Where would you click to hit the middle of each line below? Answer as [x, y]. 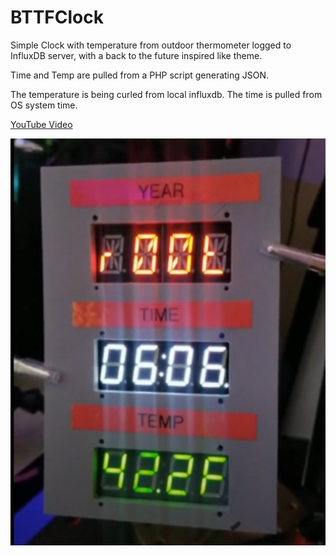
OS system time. [44, 105]
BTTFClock [57, 17]
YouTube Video [41, 124]
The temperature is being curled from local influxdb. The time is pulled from [166, 94]
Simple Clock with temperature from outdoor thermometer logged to [151, 45]
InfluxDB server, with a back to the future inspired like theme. [136, 55]
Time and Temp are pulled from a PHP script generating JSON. [140, 75]
